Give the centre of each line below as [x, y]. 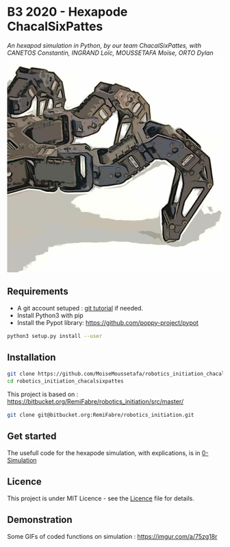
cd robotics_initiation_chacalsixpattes [66, 381]
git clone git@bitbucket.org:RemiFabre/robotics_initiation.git [101, 415]
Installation [31, 357]
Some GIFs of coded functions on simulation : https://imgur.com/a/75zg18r [112, 536]
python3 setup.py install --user [55, 336]
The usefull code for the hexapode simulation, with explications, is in [104, 452]
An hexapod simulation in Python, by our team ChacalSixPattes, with [104, 45]
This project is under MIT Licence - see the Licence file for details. [101, 498]
